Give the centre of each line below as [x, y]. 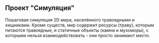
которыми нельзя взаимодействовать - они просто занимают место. [78, 35]
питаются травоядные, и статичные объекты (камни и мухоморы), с [77, 30]
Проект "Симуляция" [40, 8]
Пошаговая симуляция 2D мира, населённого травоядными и [70, 20]
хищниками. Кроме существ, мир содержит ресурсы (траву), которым [80, 25]
